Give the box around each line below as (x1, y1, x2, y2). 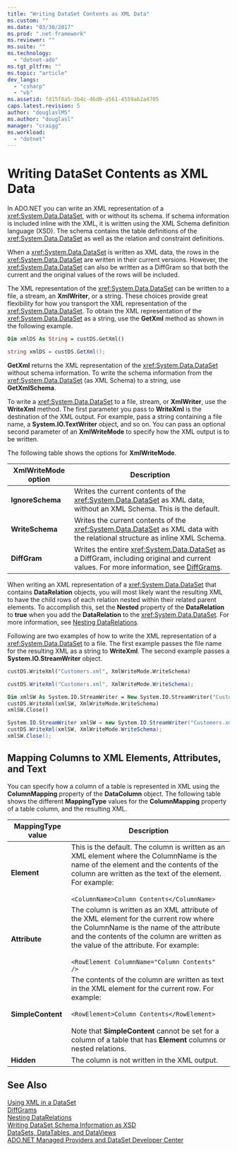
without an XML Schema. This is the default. (73, 504, 220, 514)
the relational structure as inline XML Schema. (73, 533, 226, 543)
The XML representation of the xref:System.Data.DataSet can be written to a (7, 284, 229, 293)
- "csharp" (13, 83, 46, 90)
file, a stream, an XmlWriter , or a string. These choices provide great (7, 291, 208, 301)
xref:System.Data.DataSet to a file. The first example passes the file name (7, 639, 222, 647)
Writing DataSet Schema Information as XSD (7, 1121, 136, 1129)
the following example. (7, 322, 73, 330)
